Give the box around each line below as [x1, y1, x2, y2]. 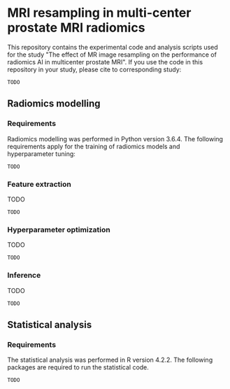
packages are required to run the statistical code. [7, 363, 149, 372]
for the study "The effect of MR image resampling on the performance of [7, 50, 217, 59]
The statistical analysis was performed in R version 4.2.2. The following [7, 355, 213, 365]
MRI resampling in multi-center [7, 5, 192, 21]
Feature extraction [7, 179, 71, 189]
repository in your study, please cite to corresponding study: [7, 65, 182, 73]
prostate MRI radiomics [7, 20, 145, 36]
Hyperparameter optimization [7, 225, 110, 234]
